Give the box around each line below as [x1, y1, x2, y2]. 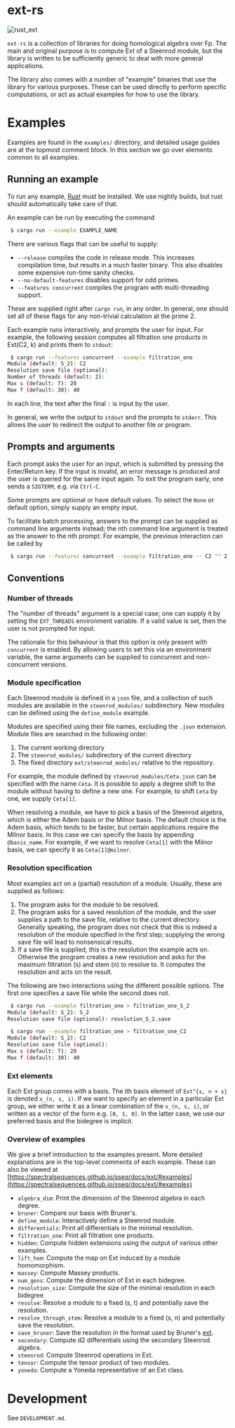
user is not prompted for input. [7, 624, 96, 633]
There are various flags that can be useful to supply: [7, 239, 159, 248]
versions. [41, 660, 68, 669]
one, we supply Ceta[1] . [7, 795, 77, 803]
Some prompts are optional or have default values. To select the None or [7, 495, 215, 504]
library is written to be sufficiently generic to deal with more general [7, 53, 203, 62]
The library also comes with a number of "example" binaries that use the [7, 75, 217, 83]
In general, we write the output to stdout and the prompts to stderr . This [7, 412, 217, 421]
